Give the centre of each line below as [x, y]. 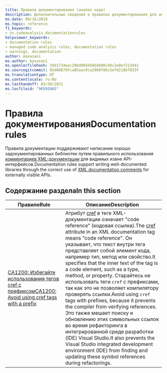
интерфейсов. [20, 164]
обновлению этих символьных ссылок [112, 319]
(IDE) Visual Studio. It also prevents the [110, 338]
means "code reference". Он [99, 238]
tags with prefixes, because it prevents [110, 301]
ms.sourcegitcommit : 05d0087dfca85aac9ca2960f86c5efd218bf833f [72, 70]
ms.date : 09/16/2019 [27, 19]
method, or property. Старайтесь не [108, 276]
